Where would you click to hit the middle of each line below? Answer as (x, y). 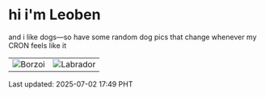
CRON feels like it (38, 45)
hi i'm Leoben (55, 15)
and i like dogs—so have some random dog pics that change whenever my (132, 37)
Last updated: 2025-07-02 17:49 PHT (71, 84)
